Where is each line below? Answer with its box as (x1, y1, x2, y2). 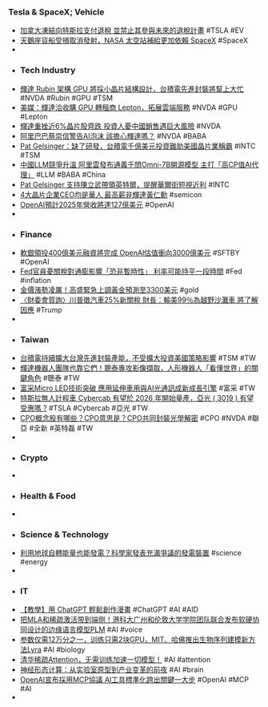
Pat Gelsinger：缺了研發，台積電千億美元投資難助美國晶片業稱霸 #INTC (19, 141, 256, 151)
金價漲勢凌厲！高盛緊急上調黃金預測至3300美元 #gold (19, 285, 199, 294)
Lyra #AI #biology (26, 644, 86, 655)
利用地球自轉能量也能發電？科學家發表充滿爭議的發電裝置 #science (19, 548, 242, 558)
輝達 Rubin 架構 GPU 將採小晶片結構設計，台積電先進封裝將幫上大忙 (19, 83, 244, 94)
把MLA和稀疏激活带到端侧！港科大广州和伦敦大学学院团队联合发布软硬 (19, 615, 254, 624)
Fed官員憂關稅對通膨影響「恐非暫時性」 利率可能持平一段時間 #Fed (19, 266, 242, 276)
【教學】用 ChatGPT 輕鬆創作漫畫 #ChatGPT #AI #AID (19, 604, 198, 615)
